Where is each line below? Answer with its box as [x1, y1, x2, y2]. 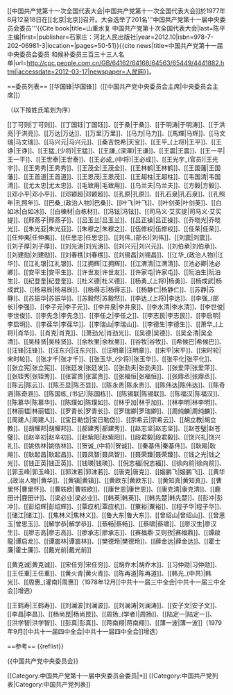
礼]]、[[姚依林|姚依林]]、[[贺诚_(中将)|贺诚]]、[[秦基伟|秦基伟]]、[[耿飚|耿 [7, 442, 216, 450]
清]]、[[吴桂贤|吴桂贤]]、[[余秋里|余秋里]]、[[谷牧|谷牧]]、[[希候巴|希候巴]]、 [7, 337, 225, 346]
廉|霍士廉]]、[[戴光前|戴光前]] [7, 546, 92, 554]
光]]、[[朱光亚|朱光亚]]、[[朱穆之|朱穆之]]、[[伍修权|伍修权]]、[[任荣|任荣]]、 [7, 225, 225, 233]
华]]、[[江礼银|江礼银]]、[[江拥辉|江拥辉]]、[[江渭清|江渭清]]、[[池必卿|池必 [7, 260, 221, 267]
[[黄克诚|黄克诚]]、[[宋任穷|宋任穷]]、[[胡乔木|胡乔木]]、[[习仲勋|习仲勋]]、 [7, 560, 221, 569]
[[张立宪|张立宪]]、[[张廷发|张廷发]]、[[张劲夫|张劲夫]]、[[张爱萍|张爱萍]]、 [7, 364, 221, 371]
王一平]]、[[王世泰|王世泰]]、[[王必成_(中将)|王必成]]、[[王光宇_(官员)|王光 [7, 156, 218, 163]
